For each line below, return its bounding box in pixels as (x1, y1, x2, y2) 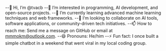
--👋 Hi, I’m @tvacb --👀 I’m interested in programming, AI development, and (5, 5, 158, 10)
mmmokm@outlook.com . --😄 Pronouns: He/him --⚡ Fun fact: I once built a (5, 33, 159, 39)
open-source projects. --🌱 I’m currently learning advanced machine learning (5, 10, 162, 16)
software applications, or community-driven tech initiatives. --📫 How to (5, 21, 152, 26)
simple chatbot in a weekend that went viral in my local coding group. (5, 40, 147, 46)
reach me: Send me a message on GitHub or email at (5, 27, 113, 33)
